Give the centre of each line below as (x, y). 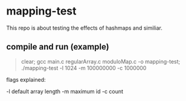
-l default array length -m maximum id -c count (65, 91)
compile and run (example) (58, 47)
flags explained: (26, 79)
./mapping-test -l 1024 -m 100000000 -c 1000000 (84, 68)
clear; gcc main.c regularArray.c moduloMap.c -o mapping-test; (101, 61)
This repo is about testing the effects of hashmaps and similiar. (85, 28)
